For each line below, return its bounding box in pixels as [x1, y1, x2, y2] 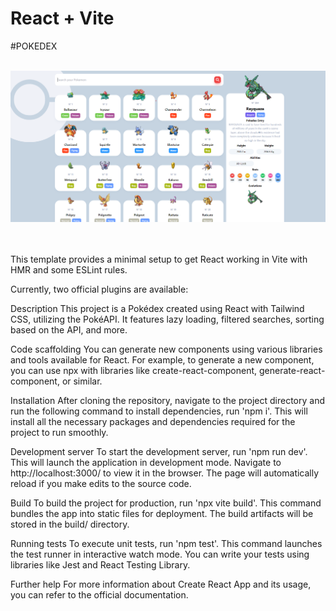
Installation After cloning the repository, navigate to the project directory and [10, 394, 326, 406]
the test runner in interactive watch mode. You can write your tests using [10, 548, 310, 560]
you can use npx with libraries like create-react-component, [10, 364, 258, 376]
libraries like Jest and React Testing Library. [10, 558, 191, 571]
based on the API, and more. [10, 323, 128, 336]
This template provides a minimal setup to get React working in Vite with [10, 253, 308, 265]
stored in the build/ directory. [10, 518, 130, 530]
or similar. [61, 375, 103, 387]
